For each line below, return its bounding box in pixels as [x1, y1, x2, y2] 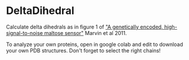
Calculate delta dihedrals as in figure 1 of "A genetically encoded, [6, 23, 163, 30]
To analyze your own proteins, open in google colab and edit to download [6, 41, 183, 48]
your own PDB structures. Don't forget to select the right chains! [6, 47, 161, 54]
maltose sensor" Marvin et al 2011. [44, 29, 127, 36]
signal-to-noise [6, 29, 43, 36]
